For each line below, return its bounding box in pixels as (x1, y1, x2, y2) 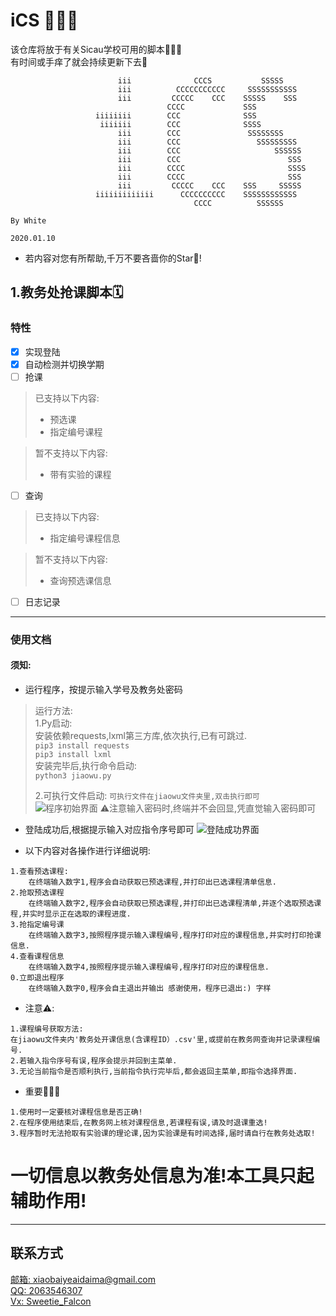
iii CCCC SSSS (117, 163, 307, 173)
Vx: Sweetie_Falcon (10, 1295, 92, 1307)
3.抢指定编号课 (10, 920, 65, 930)
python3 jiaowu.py (34, 771, 112, 781)
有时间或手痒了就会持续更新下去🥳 (10, 55, 148, 68)
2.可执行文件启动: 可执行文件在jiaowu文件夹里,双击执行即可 (34, 790, 260, 802)
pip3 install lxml (34, 750, 112, 760)
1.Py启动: (34, 717, 73, 729)
